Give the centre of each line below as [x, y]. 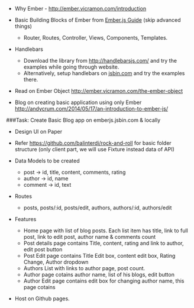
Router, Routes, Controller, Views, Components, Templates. [96, 38]
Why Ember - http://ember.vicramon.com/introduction [80, 9]
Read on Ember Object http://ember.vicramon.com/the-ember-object [99, 91]
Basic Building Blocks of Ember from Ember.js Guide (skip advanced [98, 20]
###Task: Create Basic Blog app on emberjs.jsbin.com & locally [83, 120]
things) [23, 26]
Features [25, 219]
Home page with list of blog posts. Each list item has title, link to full [106, 231]
